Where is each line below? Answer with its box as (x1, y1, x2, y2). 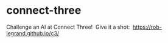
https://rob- (133, 23, 163, 30)
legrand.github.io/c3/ (6, 29, 60, 36)
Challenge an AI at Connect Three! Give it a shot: (6, 23, 130, 30)
